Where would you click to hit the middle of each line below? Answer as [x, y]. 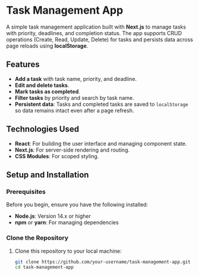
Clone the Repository [37, 238]
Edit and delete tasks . [42, 85]
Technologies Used [42, 129]
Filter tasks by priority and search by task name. [75, 98]
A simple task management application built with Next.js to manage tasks [96, 27]
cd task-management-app [44, 267]
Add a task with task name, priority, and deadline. [76, 79]
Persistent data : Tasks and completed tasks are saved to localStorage [101, 104]
